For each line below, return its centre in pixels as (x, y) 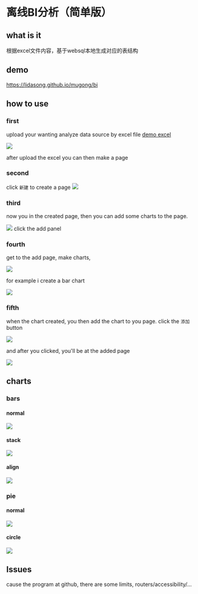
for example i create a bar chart (45, 281)
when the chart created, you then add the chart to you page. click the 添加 (98, 321)
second (18, 173)
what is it (24, 35)
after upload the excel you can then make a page (67, 157)
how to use (28, 104)
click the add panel (38, 229)
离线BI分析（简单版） (59, 12)
